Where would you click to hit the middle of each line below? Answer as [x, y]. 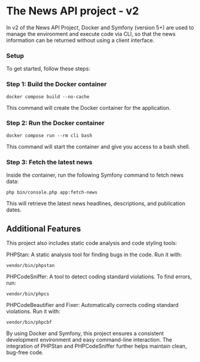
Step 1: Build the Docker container [57, 84]
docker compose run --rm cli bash [49, 136]
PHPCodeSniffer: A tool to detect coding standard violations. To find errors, [99, 277]
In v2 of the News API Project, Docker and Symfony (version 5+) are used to [100, 27]
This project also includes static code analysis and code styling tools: [92, 243]
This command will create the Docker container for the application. [89, 108]
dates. [14, 210]
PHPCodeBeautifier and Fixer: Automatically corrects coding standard [92, 305]
